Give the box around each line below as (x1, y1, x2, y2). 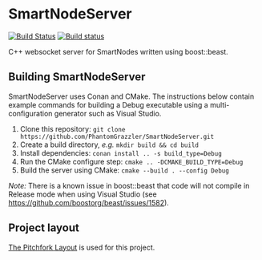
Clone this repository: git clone (19, 124, 126, 133)
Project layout (8, 221, 80, 235)
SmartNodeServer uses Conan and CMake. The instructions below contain (8, 91, 255, 101)
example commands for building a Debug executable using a (8, 100, 208, 109)
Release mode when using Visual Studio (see (8, 189, 158, 199)
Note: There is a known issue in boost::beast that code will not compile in (8, 181, 250, 190)
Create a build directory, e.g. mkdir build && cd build (19, 140, 199, 149)
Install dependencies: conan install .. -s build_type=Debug (19, 148, 222, 157)
